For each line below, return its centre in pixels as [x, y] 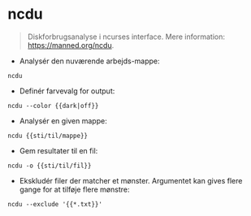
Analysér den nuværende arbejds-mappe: [89, 61]
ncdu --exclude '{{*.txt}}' [55, 204]
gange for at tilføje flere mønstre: [74, 189]
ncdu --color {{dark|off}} [53, 106]
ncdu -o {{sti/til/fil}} [50, 166]
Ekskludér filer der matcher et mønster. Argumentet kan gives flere [131, 180]
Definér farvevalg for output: [67, 91]
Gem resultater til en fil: [58, 150]
